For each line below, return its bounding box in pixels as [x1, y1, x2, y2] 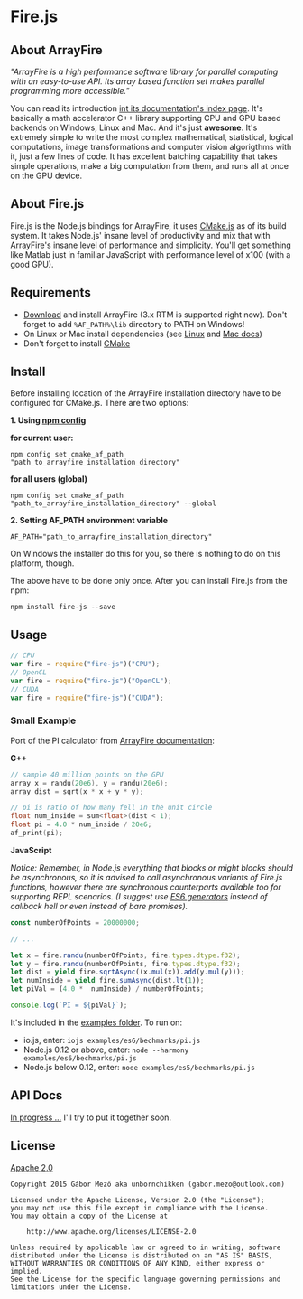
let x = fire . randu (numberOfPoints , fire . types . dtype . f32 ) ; [10, 951, 242, 960]
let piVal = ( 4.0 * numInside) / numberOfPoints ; [10, 984, 205, 993]
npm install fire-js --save [10, 603, 116, 612]
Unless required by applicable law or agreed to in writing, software [10, 1243, 281, 1252]
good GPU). [10, 259, 54, 269]
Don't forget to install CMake [23, 337, 131, 349]
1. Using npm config [10, 415, 87, 426]
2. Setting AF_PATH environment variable [10, 515, 169, 526]
